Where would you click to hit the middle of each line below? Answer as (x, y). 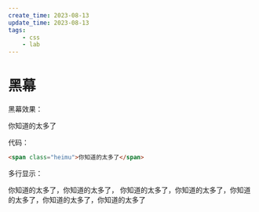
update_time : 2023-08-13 (49, 23)
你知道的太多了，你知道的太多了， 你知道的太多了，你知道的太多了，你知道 (129, 190)
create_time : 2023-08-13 (49, 15)
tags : (17, 30)
